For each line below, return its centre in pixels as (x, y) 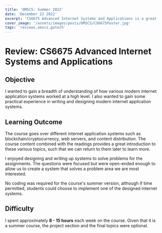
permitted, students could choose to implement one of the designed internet (81, 188)
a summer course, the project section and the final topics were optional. (77, 225)
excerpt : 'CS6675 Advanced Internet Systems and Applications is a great (81, 18)
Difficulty (19, 209)
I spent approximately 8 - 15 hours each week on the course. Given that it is (80, 220)
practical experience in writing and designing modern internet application (78, 102)
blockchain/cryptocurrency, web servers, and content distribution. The (75, 139)
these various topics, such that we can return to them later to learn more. (78, 149)
